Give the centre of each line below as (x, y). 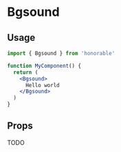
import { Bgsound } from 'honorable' (61, 53)
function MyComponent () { (44, 66)
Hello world (42, 85)
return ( (26, 72)
